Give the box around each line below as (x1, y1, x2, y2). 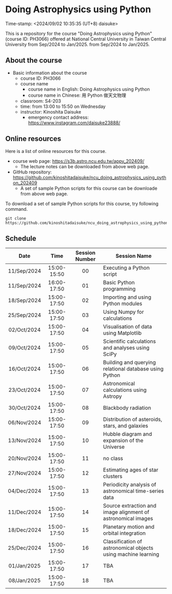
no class (103, 455, 123, 462)
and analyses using (103, 344, 150, 351)
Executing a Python (103, 265, 150, 272)
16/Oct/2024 (8, 365, 41, 372)
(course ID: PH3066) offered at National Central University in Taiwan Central (5, 36, 166, 42)
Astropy (103, 393, 122, 400)
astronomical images (103, 515, 154, 522)
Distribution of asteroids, (103, 416, 162, 423)
